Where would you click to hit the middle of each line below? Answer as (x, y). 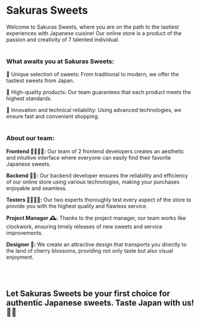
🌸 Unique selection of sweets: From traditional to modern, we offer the (93, 74)
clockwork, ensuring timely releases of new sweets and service (84, 226)
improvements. (24, 232)
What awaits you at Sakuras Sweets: (60, 61)
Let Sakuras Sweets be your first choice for (88, 294)
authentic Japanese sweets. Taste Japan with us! (100, 302)
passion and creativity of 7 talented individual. (63, 39)
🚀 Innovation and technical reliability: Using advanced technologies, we (94, 110)
